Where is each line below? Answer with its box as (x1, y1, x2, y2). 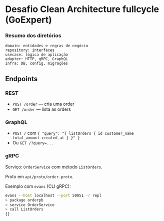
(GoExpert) (5, 14, 52, 26)
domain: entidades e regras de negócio (5, 44, 88, 49)
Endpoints (5, 74, 38, 83)
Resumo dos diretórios (5, 32, 61, 39)
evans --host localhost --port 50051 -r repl (5, 193, 101, 198)
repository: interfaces (5, 48, 55, 53)
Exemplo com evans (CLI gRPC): (5, 183, 71, 189)
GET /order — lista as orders (12, 106, 71, 112)
